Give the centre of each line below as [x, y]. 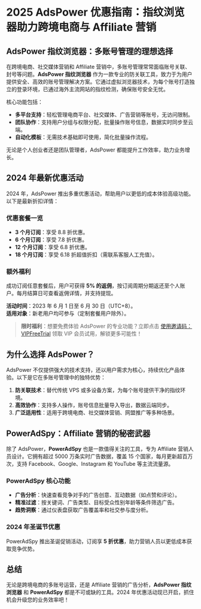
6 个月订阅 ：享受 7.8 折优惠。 [51, 240]
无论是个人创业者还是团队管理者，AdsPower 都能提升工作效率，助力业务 [96, 150]
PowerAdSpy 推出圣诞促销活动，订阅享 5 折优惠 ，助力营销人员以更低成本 [97, 541]
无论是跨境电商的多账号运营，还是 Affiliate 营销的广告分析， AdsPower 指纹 [99, 585]
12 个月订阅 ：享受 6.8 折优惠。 [53, 247]
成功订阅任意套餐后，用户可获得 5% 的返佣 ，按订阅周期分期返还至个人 [93, 286]
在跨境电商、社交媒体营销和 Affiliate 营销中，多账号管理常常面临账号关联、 [98, 67]
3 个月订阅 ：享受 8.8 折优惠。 [51, 232]
